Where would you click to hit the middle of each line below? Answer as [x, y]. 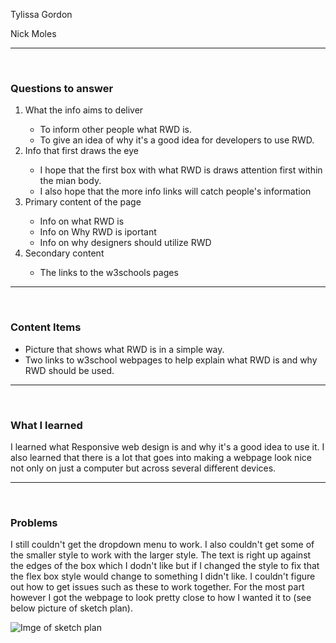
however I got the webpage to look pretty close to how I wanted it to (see [161, 598]
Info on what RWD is [82, 221]
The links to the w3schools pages [109, 273]
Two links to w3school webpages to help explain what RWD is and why [171, 360]
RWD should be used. [69, 370]
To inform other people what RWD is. [115, 130]
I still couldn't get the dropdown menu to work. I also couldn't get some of [162, 545]
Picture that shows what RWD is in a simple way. [124, 349]
